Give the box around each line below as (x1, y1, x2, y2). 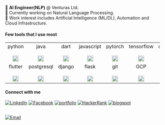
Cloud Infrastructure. (5, 20, 48, 26)
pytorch (106, 43, 124, 50)
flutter (8, 63, 23, 70)
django (58, 63, 74, 70)
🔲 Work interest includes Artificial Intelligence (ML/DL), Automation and (5, 15, 149, 21)
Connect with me (5, 89, 41, 95)
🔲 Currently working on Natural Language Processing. (5, 10, 114, 16)
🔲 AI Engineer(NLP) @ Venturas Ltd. (5, 5, 79, 10)
